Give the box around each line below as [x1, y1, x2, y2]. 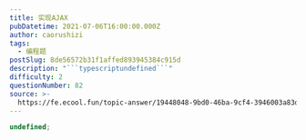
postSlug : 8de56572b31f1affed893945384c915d [9, 55, 181, 65]
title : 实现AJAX [9, 13, 68, 23]
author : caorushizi [9, 30, 84, 39]
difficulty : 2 [9, 73, 64, 82]
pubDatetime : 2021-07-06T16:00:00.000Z [9, 22, 161, 31]
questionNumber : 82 [9, 81, 84, 90]
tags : [9, 38, 30, 48]
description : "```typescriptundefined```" [9, 65, 173, 74]
